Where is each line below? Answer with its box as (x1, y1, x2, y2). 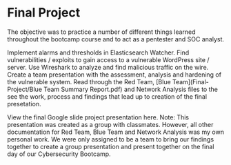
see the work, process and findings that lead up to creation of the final (7, 92, 208, 101)
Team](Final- (172, 77, 209, 86)
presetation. (7, 99, 41, 108)
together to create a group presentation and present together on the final (7, 142, 214, 151)
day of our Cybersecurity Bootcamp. (7, 150, 112, 158)
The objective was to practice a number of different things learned (7, 28, 196, 36)
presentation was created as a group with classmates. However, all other (7, 120, 214, 128)
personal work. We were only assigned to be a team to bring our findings (7, 135, 214, 143)
